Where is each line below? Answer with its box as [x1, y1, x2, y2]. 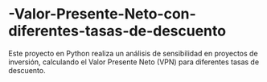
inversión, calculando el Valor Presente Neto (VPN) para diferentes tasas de [8, 57, 260, 67]
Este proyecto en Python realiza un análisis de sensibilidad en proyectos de [8, 48, 259, 58]
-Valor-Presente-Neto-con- [8, 5, 197, 23]
